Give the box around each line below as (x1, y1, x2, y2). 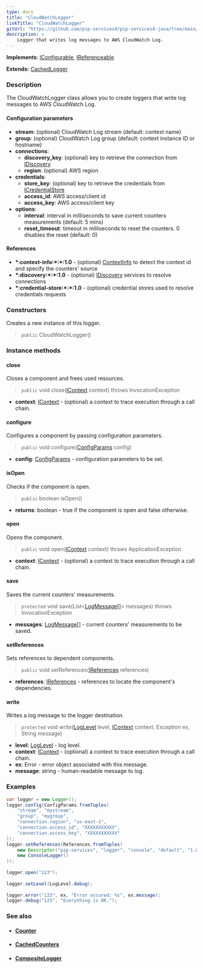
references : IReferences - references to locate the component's (14, 678, 175, 685)
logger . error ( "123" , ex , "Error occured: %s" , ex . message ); (6, 892, 161, 898)
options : (14, 205, 37, 213)
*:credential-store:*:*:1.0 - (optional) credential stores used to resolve (14, 284, 194, 291)
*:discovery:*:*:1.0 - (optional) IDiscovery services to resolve (14, 271, 172, 279)
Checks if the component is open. (6, 483, 91, 490)
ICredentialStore (24, 186, 65, 193)
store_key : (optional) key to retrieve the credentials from (24, 179, 165, 187)
